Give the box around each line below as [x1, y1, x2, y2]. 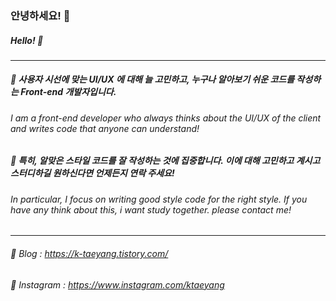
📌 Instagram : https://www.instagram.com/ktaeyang [10, 278, 225, 291]
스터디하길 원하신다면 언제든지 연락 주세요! [10, 167, 175, 179]
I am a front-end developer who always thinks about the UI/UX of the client [10, 112, 322, 124]
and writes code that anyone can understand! [10, 122, 200, 134]
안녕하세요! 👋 [10, 8, 71, 22]
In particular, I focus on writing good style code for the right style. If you [10, 193, 308, 205]
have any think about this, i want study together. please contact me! [10, 203, 292, 216]
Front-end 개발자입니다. [20, 86, 117, 98]
